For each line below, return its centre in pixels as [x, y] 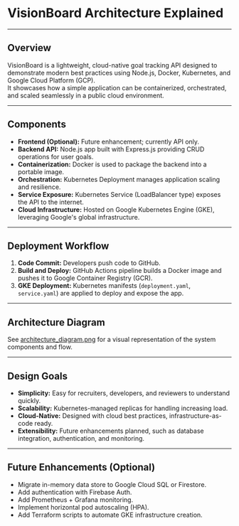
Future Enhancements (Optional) [81, 467]
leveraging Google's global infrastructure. [79, 217]
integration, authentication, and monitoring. [81, 438]
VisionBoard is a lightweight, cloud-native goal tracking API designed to [112, 65]
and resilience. [39, 187]
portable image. [41, 171]
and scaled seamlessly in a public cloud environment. [86, 95]
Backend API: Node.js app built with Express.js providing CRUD [111, 149]
